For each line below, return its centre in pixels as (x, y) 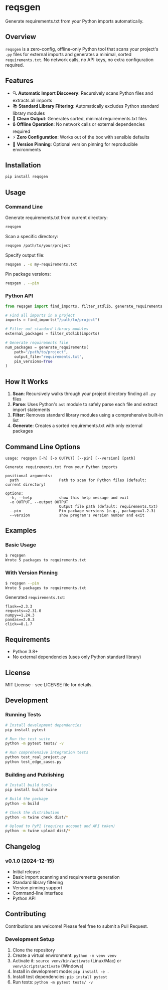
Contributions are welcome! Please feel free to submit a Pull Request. (77, 926)
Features (19, 81)
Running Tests (23, 715)
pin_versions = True (33, 361)
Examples (21, 531)
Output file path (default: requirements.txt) (108, 506)
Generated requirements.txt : (35, 598)
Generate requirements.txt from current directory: (56, 218)
